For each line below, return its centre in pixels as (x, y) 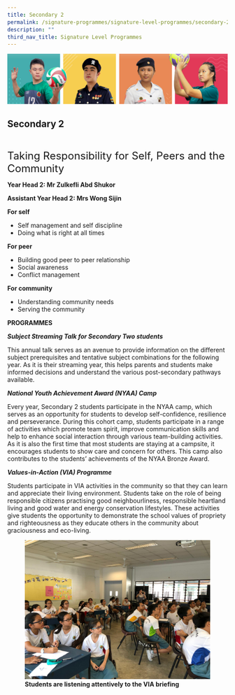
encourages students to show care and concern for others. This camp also (115, 452)
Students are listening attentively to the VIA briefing (102, 685)
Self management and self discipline (70, 225)
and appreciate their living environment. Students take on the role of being (114, 494)
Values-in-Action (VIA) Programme (59, 473)
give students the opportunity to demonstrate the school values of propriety (116, 516)
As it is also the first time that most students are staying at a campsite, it (111, 444)
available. (21, 380)
